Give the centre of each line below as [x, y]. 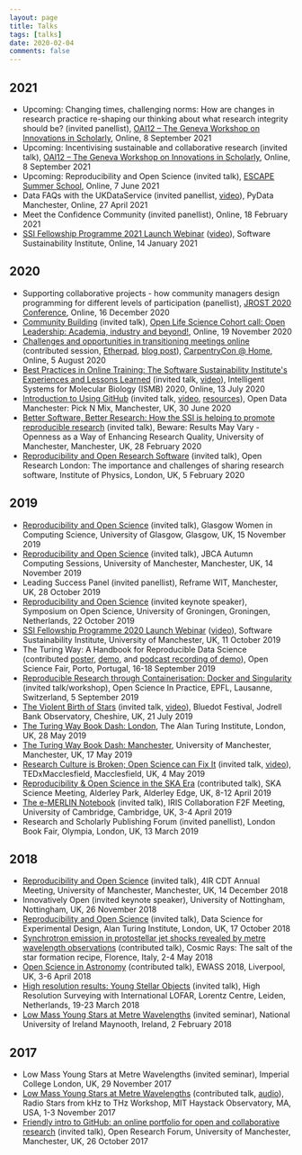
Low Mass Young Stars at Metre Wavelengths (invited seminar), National [156, 1015]
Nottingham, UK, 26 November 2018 [89, 909]
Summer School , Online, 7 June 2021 [91, 185]
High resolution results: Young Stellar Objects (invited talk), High [141, 986]
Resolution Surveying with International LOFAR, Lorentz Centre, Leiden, [154, 996]
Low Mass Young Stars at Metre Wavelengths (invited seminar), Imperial [155, 1074]
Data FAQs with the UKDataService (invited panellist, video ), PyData [148, 195]
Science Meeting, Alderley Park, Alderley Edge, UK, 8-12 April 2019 [147, 792]
